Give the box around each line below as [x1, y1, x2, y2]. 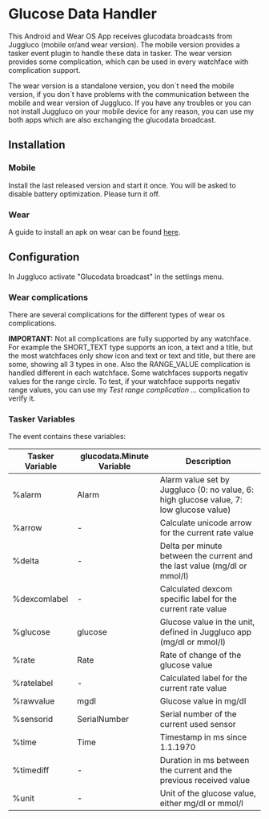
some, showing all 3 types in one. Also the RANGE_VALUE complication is [8, 360, 251, 369]
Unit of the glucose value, [159, 788, 256, 799]
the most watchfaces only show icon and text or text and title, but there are [8, 351, 256, 361]
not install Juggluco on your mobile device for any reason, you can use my [8, 106, 255, 116]
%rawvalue [12, 696, 55, 707]
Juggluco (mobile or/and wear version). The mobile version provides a [8, 39, 240, 49]
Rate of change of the [159, 650, 242, 661]
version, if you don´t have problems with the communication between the [8, 89, 250, 99]
